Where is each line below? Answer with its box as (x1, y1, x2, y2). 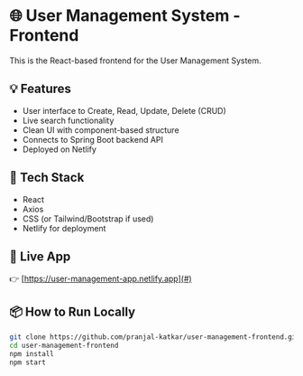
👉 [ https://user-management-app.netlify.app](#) (9, 273, 192, 285)
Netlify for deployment (22, 222, 106, 233)
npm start (9, 358, 47, 367)
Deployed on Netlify (22, 144, 97, 155)
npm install (9, 349, 54, 358)
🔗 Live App (9, 249, 71, 264)
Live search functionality (22, 115, 115, 126)
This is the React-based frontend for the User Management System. (9, 55, 262, 66)
